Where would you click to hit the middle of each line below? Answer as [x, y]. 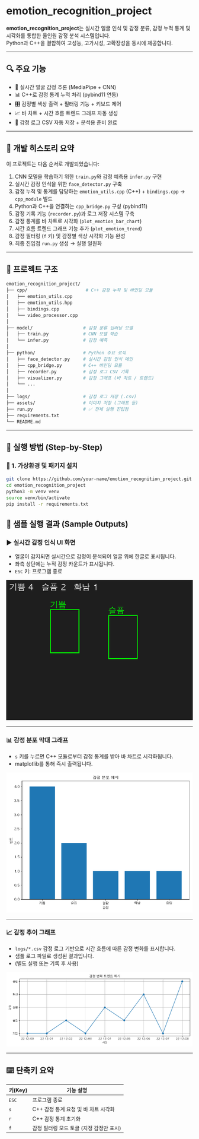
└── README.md [24, 422]
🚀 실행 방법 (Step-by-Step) [54, 447]
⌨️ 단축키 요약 [30, 1070]
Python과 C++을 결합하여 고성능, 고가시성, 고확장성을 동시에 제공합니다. [89, 43]
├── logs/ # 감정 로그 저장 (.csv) [72, 397]
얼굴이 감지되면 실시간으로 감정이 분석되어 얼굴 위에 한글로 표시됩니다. [95, 557]
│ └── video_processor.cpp [42, 315]
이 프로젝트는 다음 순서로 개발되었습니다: [53, 164]
